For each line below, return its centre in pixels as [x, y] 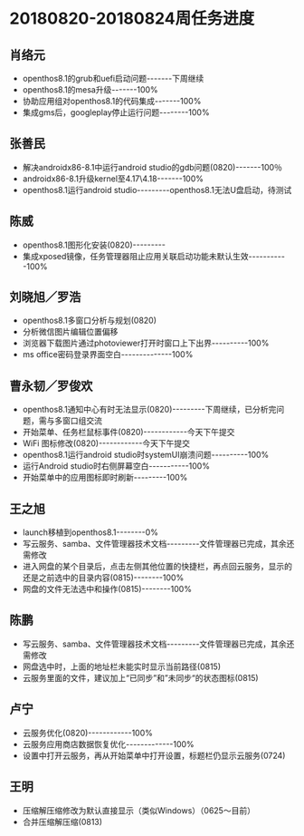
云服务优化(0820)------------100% [88, 733]
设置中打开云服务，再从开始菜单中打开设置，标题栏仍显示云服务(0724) [154, 755]
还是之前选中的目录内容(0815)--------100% [103, 578]
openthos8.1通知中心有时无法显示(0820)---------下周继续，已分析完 [149, 410]
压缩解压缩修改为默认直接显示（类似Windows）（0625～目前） [139, 810]
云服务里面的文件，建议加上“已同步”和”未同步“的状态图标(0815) [141, 677]
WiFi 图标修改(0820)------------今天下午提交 [106, 443]
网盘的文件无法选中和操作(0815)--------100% [107, 589]
